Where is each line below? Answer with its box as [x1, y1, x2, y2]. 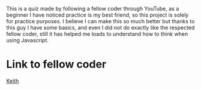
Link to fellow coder [6, 58, 107, 71]
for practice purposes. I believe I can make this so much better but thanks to [6, 18, 195, 24]
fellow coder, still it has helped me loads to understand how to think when [6, 30, 188, 38]
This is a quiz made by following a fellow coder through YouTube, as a [6, 5, 179, 12]
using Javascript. [6, 37, 49, 44]
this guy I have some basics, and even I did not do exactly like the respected [6, 24, 195, 31]
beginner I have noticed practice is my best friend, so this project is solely [6, 11, 189, 18]
